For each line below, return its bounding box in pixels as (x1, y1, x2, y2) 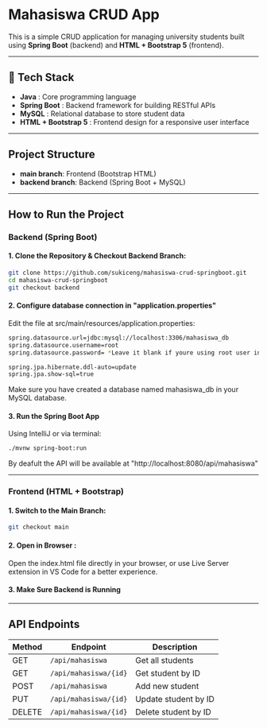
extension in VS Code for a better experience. (8, 567, 158, 576)
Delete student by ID (134, 706, 212, 717)
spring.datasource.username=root (8, 341, 119, 349)
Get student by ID (134, 668, 201, 679)
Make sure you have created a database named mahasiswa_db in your (8, 385, 239, 394)
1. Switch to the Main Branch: (8, 505, 106, 515)
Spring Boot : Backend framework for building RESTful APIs (19, 100, 216, 110)
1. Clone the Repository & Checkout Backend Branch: (8, 251, 187, 261)
